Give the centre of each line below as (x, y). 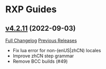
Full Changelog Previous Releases (41, 40)
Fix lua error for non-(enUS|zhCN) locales (57, 50)
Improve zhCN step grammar (43, 56)
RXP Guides (31, 9)
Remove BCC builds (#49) (40, 61)
